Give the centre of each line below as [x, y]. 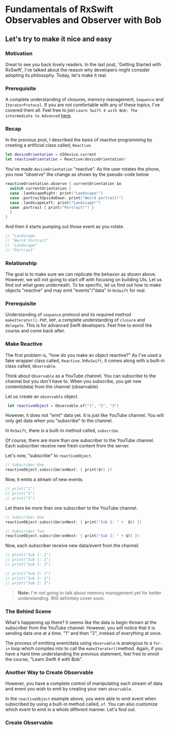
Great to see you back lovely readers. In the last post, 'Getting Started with [83, 64]
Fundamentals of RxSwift [59, 9]
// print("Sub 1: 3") [28, 565]
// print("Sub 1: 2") [28, 560]
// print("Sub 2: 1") [28, 573]
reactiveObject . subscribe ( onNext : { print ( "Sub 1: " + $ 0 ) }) [74, 522]
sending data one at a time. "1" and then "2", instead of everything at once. [83, 633]
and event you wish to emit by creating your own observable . [69, 689]
